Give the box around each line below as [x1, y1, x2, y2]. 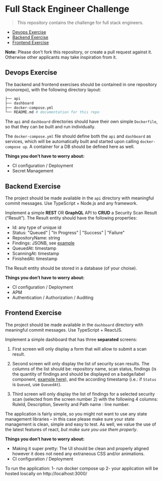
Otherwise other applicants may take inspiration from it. [5, 54, 117, 60]
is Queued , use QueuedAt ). [12, 381, 62, 387]
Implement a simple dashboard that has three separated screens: [5, 337, 138, 342]
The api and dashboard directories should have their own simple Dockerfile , [5, 119, 158, 124]
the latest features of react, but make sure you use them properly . [5, 426, 138, 432]
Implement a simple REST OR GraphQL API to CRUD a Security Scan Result [5, 210, 158, 216]
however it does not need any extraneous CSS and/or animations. [12, 451, 145, 457]
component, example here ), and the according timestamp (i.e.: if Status [12, 376, 157, 382]
